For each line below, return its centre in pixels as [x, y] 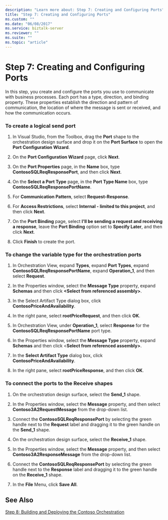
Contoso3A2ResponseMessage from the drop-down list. [72, 454]
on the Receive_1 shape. [37, 474]
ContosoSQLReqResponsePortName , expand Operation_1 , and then [83, 271]
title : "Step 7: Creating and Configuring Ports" [58, 14]
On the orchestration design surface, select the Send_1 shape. [76, 394]
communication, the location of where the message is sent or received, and [83, 107]
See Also [19, 500]
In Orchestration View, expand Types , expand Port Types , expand [80, 265]
